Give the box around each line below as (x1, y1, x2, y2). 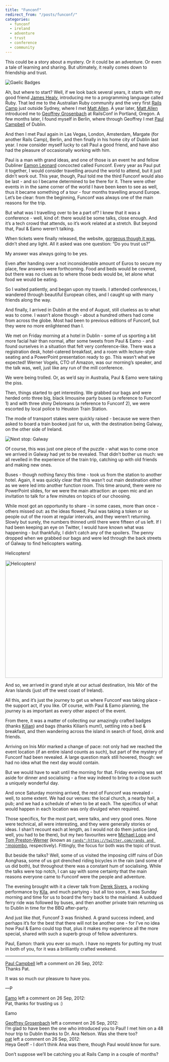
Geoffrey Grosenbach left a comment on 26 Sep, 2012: (5, 1020, 119, 1026)
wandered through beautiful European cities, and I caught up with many (5, 291, 154, 298)
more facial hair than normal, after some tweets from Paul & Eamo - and (5, 338, 154, 344)
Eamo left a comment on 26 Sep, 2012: (5, 995, 86, 1001)
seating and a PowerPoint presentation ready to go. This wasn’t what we (5, 354, 155, 360)
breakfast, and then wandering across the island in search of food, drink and (5, 728, 164, 734)
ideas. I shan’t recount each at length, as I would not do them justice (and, (5, 826, 158, 832)
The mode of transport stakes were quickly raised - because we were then (5, 415, 160, 421)
